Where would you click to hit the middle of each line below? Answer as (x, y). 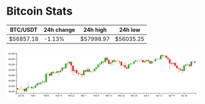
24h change (60, 30)
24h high (95, 30)
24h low (130, 30)
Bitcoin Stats (40, 11)
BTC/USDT (24, 30)
